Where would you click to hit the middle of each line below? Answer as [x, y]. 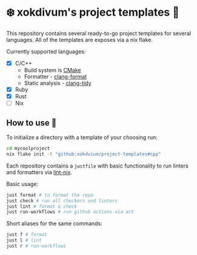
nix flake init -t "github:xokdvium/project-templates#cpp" [84, 154]
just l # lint [24, 240]
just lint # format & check [42, 206]
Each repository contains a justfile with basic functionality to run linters [98, 166]
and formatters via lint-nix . [39, 172]
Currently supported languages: [46, 51]
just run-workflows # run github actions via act [70, 212]
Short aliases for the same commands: [55, 223]
